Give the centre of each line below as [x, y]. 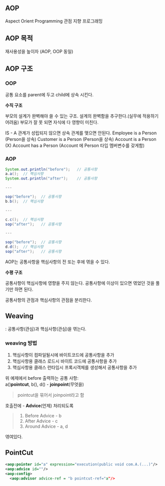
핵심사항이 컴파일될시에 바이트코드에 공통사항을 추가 [63, 355]
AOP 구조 [19, 69]
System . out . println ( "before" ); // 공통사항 [51, 169]
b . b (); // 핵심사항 [24, 201]
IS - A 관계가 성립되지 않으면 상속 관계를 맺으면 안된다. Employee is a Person [81, 133]
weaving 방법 [21, 343]
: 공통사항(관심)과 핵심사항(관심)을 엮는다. [46, 329]
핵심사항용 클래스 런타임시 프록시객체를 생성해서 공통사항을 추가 [74, 368]
